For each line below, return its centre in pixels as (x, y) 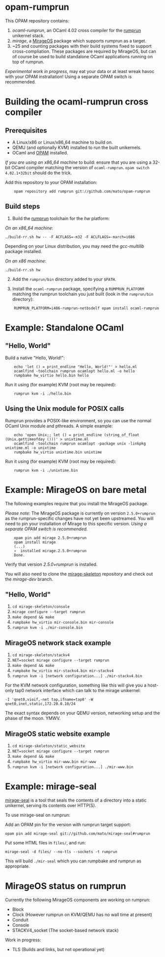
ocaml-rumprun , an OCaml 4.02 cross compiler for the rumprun (77, 30)
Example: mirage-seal (51, 787)
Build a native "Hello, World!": (35, 358)
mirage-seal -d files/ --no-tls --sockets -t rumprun (61, 852)
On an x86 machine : (26, 261)
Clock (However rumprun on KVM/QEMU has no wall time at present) (82, 915)
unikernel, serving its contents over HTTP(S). (51, 805)
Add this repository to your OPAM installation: (51, 182)
